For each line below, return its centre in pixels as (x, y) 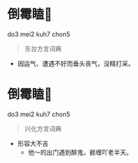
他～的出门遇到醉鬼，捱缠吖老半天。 (80, 152)
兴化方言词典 (43, 128)
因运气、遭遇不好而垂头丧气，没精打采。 (76, 63)
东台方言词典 (43, 48)
